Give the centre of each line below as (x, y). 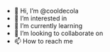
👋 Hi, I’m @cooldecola (46, 11)
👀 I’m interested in (40, 18)
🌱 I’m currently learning (48, 26)
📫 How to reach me (43, 41)
